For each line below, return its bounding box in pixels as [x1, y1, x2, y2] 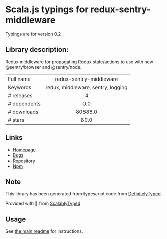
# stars [8, 116, 24, 123]
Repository [12, 157, 35, 164]
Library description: [5, 45, 69, 54]
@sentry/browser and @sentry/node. [5, 64, 82, 70]
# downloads [8, 108, 39, 115]
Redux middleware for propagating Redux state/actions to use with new [5, 59, 153, 65]
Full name [8, 75, 31, 83]
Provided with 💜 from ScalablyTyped [5, 200, 81, 207]
